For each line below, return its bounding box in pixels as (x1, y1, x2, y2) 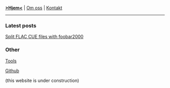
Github (5, 67, 19, 73)
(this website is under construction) (5, 77, 79, 83)
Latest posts (5, 22, 36, 29)
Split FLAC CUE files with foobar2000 (5, 33, 83, 40)
